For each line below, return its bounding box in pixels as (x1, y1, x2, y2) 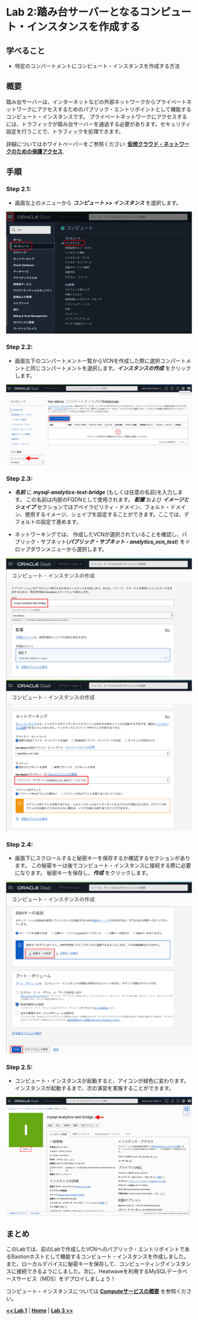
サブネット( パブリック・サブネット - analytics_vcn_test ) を (40, 538, 186, 545)
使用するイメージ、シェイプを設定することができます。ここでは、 (24, 511, 184, 518)
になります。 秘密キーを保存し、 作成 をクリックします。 (14, 869, 151, 876)
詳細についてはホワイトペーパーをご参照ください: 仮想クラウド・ (6, 140, 164, 147)
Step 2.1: (6, 185, 31, 193)
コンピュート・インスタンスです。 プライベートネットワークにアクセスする (6, 113, 187, 120)
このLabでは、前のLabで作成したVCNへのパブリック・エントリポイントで (6, 1245, 185, 1253)
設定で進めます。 (40, 519, 82, 526)
